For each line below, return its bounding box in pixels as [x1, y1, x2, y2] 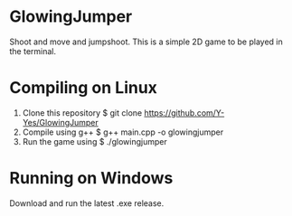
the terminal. [9, 45, 57, 56]
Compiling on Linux [9, 78, 158, 99]
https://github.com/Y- [144, 107, 225, 118]
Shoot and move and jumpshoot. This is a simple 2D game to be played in [9, 36, 283, 47]
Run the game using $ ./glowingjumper [22, 136, 167, 146]
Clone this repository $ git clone [22, 107, 143, 118]
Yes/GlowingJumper [22, 117, 99, 127]
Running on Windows [9, 168, 174, 189]
